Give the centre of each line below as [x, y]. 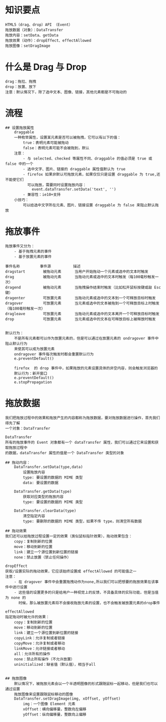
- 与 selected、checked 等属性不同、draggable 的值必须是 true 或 [88, 159]
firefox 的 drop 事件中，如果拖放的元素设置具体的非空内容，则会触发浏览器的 [86, 368]
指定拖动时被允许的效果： [27, 617]
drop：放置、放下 [21, 87]
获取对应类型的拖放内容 [43, 497]
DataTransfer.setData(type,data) [49, 467]
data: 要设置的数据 [41, 482]
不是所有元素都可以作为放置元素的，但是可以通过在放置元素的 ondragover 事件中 [86, 338]
